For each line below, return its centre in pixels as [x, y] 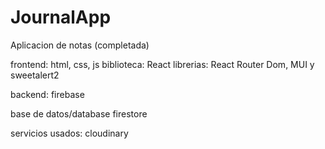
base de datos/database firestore [79, 113]
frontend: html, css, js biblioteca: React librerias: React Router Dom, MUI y [162, 64]
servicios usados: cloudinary [69, 133]
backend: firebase [47, 94]
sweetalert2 [35, 75]
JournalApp [61, 17]
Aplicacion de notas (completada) [80, 45]
